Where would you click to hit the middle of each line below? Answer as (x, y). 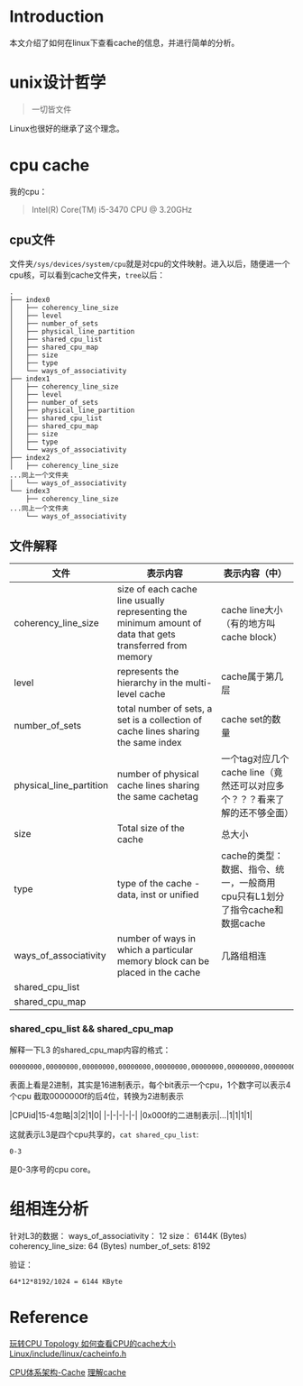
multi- (199, 683)
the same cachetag (157, 797)
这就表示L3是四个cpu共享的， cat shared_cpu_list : (104, 1134)
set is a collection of (160, 721)
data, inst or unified (158, 895)
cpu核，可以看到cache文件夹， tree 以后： (87, 275)
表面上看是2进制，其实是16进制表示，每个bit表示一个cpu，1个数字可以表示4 (150, 1085)
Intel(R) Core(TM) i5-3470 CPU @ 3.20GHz (112, 209)
